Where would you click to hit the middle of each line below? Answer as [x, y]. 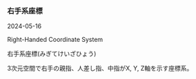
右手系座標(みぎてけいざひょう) [52, 54]
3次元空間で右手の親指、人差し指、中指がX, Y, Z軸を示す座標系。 [100, 68]
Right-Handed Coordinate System [55, 40]
